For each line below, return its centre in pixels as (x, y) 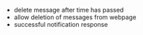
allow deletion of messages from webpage (75, 17)
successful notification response (61, 24)
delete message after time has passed (69, 10)
